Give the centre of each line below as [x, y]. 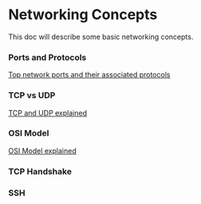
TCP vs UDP [32, 96]
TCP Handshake [40, 171]
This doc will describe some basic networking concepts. [101, 37]
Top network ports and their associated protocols [89, 75]
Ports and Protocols [47, 57]
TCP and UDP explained [48, 112]
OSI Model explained [43, 151]
